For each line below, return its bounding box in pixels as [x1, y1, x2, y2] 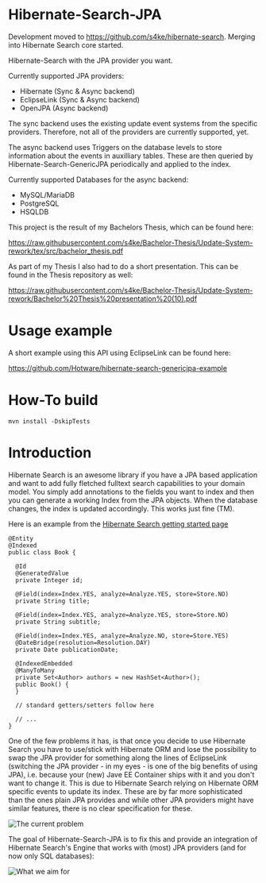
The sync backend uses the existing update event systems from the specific [8, 118, 258, 128]
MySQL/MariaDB [19, 190, 75, 199]
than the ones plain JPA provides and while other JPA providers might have [8, 795, 254, 804]
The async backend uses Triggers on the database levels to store [8, 142, 222, 152]
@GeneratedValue [15, 569, 69, 577]
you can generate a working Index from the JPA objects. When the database [8, 495, 258, 505]
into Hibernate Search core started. [8, 40, 124, 49]
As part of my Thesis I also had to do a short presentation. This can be [8, 261, 239, 271]
